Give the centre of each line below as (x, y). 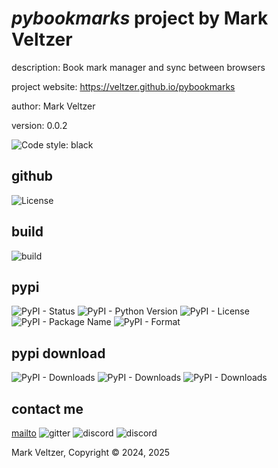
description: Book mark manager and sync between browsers (138, 67)
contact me (47, 408)
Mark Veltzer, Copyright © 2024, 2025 (91, 452)
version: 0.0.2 (39, 125)
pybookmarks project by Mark (140, 18)
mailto (24, 433)
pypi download (58, 353)
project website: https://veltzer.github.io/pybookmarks (123, 86)
